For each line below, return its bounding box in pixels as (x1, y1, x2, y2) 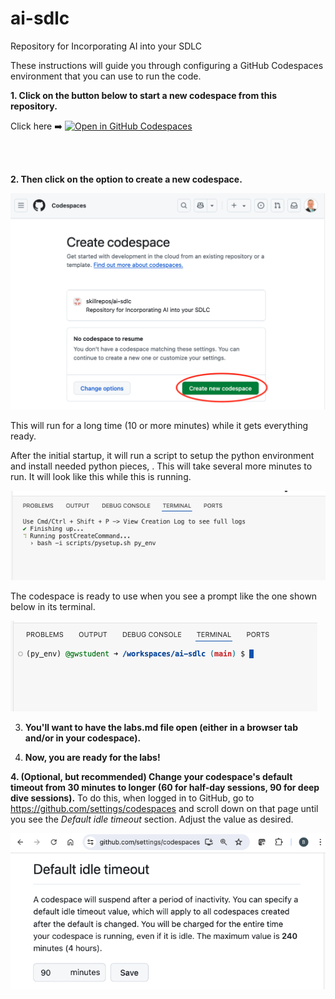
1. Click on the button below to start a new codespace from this (10, 89, 277, 101)
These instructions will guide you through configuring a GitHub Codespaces (10, 59, 324, 71)
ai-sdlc (10, 7, 70, 30)
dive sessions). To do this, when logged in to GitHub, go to (10, 792, 255, 804)
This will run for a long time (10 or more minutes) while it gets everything (10, 419, 309, 431)
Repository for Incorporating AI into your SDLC (10, 40, 203, 52)
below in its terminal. (10, 600, 96, 612)
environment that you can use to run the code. (10, 70, 202, 82)
